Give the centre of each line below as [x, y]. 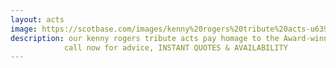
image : [24, 29]
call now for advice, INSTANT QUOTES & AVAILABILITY [175, 47]
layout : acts [37, 19]
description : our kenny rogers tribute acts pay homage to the [145, 38]
